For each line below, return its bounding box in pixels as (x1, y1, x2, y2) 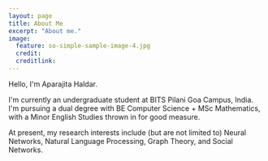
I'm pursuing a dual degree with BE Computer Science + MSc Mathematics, (8, 103, 262, 113)
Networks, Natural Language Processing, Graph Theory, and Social (8, 136, 233, 146)
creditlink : (15, 57, 57, 66)
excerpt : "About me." (8, 27, 82, 35)
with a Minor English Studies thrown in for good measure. (8, 112, 201, 121)
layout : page (8, 11, 53, 20)
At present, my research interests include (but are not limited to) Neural (8, 127, 246, 138)
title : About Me (8, 19, 63, 28)
